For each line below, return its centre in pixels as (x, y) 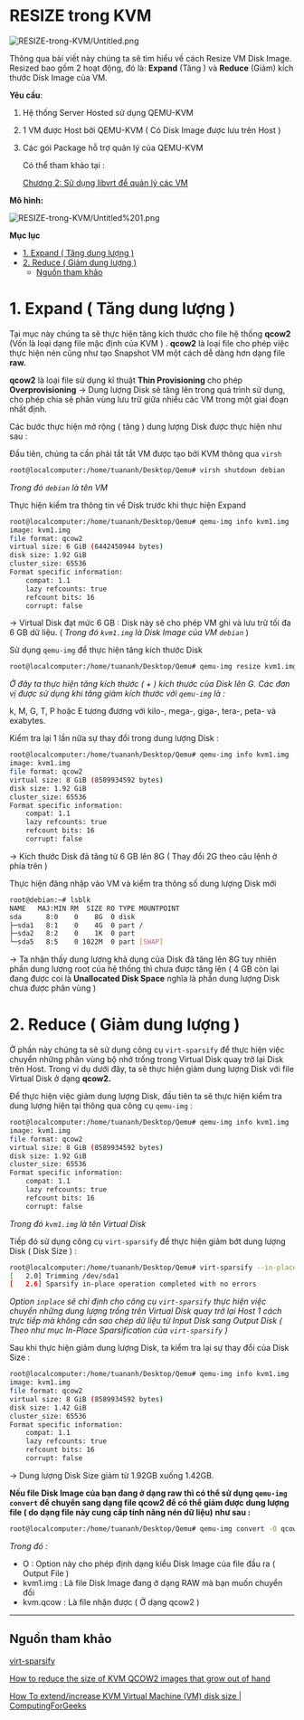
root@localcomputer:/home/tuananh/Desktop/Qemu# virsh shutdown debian (147, 470)
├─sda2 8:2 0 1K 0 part (72, 934)
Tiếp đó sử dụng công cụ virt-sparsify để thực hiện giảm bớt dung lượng (148, 1241)
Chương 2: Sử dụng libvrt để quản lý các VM (105, 183)
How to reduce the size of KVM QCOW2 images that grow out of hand (140, 1678)
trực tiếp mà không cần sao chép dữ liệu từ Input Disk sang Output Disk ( (146, 1321)
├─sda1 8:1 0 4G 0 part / (76, 925)
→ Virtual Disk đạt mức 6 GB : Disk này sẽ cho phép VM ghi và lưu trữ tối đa (150, 623)
